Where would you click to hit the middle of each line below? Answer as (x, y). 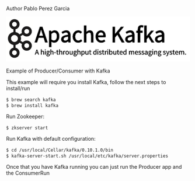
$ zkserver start (27, 128)
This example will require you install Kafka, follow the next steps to (86, 82)
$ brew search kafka (31, 100)
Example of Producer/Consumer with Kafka (58, 71)
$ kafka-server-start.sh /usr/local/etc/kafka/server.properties (87, 156)
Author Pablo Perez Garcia (38, 8)
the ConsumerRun (28, 173)
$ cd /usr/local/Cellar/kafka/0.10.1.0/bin (60, 150)
